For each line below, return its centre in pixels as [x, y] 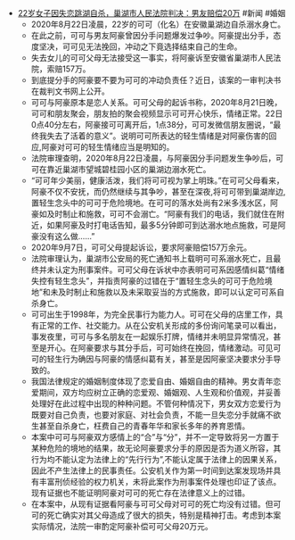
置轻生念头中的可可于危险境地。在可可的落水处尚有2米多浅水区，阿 [155, 203]
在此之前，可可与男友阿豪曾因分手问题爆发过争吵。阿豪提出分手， [152, 35]
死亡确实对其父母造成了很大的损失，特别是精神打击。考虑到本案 [164, 515]
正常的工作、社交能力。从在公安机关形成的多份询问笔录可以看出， [160, 325]
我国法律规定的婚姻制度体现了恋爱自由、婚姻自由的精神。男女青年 [152, 381]
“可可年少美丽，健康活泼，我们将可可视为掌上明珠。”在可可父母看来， [157, 180]
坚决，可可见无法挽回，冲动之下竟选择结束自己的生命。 [140, 46]
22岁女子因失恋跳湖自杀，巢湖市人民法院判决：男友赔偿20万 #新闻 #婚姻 [152, 13]
